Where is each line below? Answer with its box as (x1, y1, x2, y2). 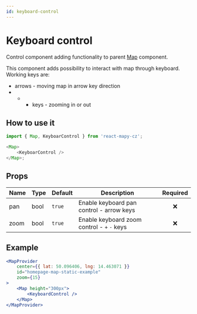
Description (100, 188, 134, 197)
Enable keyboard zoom (78, 215, 142, 224)
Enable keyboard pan (78, 198, 137, 207)
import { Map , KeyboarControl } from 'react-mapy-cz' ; (6, 133, 143, 140)
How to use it (6, 118, 55, 128)
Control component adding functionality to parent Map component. (6, 53, 168, 60)
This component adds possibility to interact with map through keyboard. (6, 65, 180, 72)
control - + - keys (78, 222, 127, 231)
